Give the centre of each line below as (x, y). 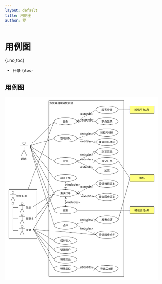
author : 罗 (16, 20)
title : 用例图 (18, 15)
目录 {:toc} (23, 71)
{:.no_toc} (15, 60)
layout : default (21, 10)
